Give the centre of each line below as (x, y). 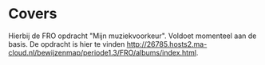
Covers (33, 14)
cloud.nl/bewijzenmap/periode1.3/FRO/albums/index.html (103, 52)
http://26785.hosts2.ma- (167, 44)
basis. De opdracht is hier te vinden (67, 44)
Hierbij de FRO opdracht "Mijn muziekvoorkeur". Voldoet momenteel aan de (132, 36)
